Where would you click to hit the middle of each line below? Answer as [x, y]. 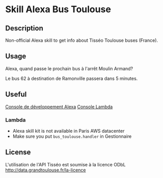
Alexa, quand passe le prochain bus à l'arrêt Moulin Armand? [69, 68]
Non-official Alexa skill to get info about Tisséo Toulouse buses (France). [82, 40]
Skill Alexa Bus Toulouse [58, 9]
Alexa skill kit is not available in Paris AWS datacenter [69, 131]
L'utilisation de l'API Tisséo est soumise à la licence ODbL [65, 164]
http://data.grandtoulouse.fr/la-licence [46, 170]
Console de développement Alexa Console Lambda [59, 107]
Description [24, 28]
